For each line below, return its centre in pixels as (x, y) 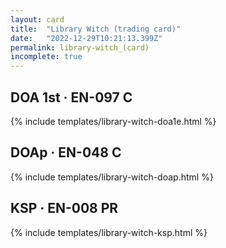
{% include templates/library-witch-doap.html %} (112, 177)
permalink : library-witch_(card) (80, 47)
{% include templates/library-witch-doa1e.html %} (113, 121)
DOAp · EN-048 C (66, 152)
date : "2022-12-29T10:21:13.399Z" (86, 38)
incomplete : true (46, 57)
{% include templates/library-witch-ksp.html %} (109, 232)
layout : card (37, 19)
